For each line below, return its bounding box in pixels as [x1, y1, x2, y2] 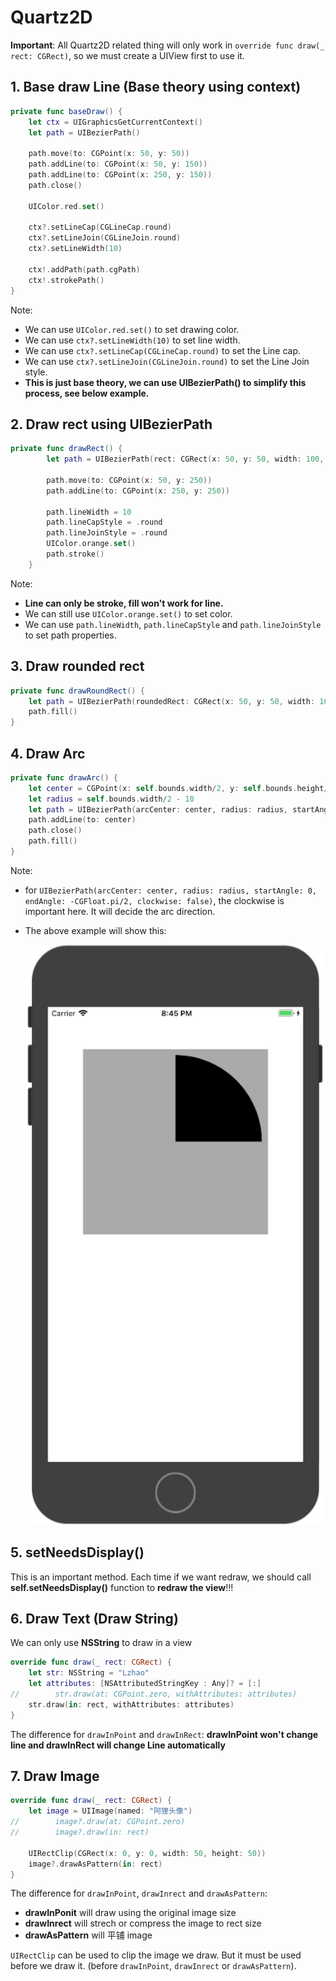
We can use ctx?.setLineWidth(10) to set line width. [24, 334, 241, 346]
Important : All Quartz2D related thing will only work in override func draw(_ [10, 39, 325, 51]
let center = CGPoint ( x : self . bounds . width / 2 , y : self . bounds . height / [28, 783, 329, 793]
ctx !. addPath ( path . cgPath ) [28, 264, 141, 275]
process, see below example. [24, 387, 150, 399]
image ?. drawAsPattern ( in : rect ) [28, 1859, 163, 1869]
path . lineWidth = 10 [46, 507, 132, 517]
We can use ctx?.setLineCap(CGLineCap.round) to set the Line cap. [24, 344, 302, 356]
